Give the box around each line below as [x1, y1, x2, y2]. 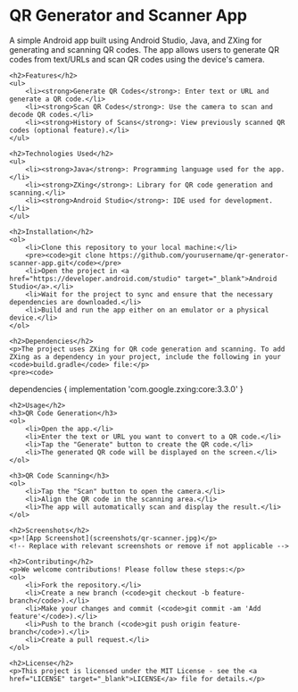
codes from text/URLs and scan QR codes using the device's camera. [9, 54, 265, 64]
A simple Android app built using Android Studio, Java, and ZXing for [9, 35, 262, 46]
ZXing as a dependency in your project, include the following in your [9, 352, 281, 362]
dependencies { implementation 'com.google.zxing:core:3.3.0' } [9, 383, 244, 394]
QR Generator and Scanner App [9, 5, 248, 26]
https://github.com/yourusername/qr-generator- [108, 251, 290, 260]
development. [224, 196, 274, 205]
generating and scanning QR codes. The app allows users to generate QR [9, 44, 279, 54]
